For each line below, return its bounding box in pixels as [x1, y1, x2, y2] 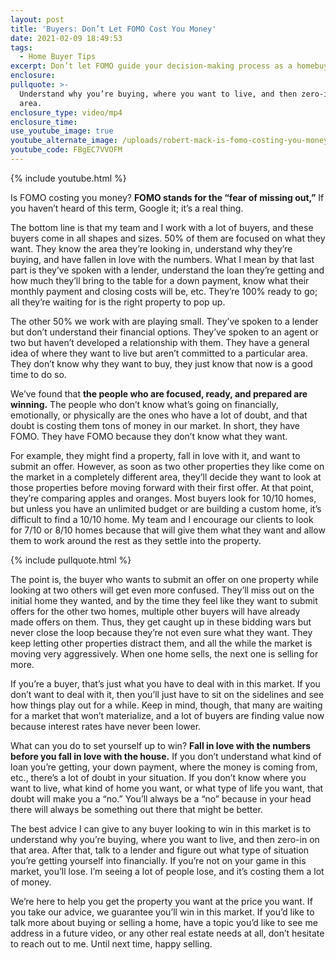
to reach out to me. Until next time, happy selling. [10, 937, 213, 950]
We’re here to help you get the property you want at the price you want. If [10, 895, 313, 907]
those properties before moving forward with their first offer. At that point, [10, 481, 315, 493]
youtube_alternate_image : [10, 136, 118, 146]
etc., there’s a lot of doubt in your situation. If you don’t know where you [10, 771, 307, 783]
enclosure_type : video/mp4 [10, 107, 123, 118]
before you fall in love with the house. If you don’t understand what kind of [10, 750, 322, 762]
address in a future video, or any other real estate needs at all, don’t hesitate [10, 927, 325, 939]
